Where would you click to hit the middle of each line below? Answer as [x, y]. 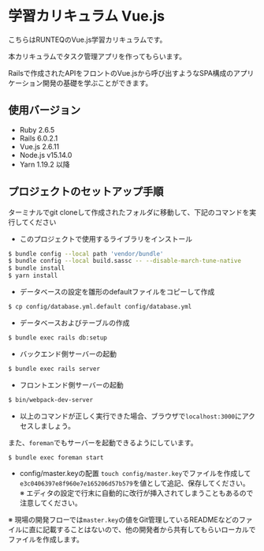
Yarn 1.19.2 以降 [45, 164]
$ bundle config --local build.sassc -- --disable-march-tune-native [125, 261]
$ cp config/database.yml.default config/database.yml [100, 307]
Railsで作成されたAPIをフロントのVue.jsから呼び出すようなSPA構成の [121, 73]
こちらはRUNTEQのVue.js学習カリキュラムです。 [87, 39]
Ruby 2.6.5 [37, 129]
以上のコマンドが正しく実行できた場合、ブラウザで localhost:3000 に [131, 416]
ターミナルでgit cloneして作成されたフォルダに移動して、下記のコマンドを [129, 212]
